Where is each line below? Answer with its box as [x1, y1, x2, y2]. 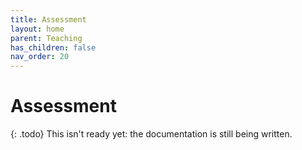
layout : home [10, 24, 65, 34]
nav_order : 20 [10, 52, 70, 62]
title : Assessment [10, 14, 87, 25]
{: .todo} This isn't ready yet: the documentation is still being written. [10, 128, 293, 140]
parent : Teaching [10, 33, 83, 43]
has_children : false [10, 42, 97, 53]
